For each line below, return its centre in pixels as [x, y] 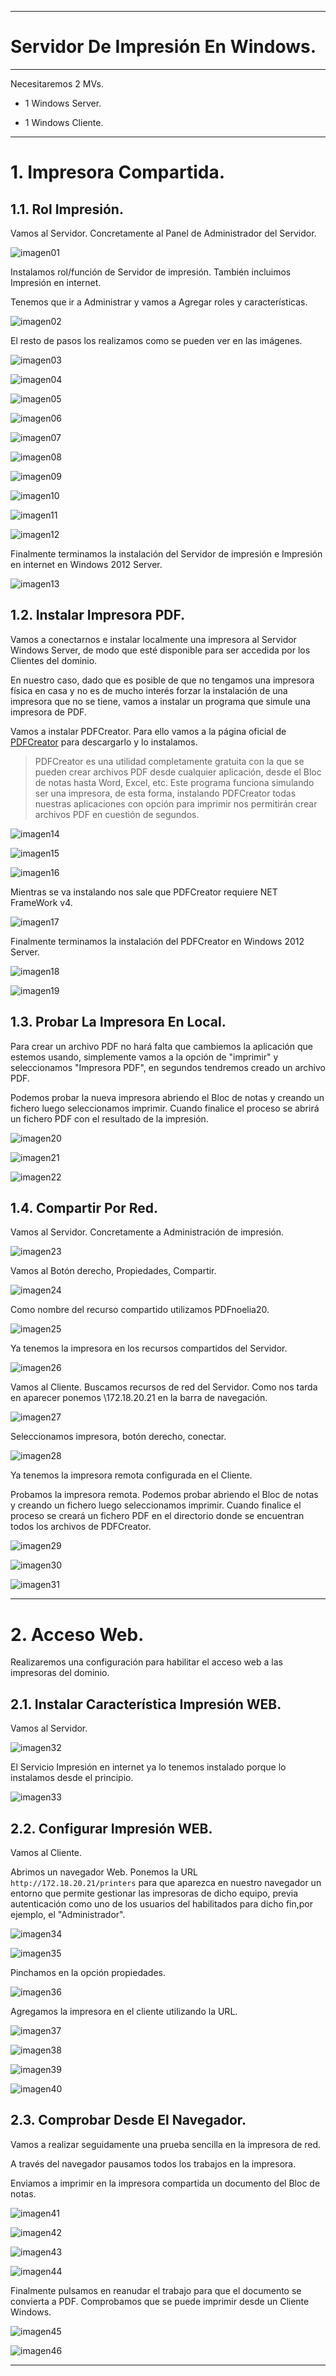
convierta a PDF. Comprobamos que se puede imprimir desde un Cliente [160, 2301]
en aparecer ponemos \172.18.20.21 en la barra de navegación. [139, 1398]
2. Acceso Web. [77, 1634]
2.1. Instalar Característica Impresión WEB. [146, 1704]
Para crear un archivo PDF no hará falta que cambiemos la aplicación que [161, 1046]
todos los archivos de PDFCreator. [81, 1527]
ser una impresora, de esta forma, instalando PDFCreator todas [165, 793]
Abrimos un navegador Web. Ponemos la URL [104, 1872]
